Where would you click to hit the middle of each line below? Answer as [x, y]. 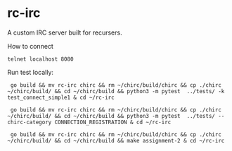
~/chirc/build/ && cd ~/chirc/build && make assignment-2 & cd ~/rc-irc [116, 140]
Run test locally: [31, 72]
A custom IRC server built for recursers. [65, 32]
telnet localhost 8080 [40, 59]
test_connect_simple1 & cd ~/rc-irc [61, 97]
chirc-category [30, 122]
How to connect [31, 46]
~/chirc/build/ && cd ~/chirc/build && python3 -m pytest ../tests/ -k [116, 91]
